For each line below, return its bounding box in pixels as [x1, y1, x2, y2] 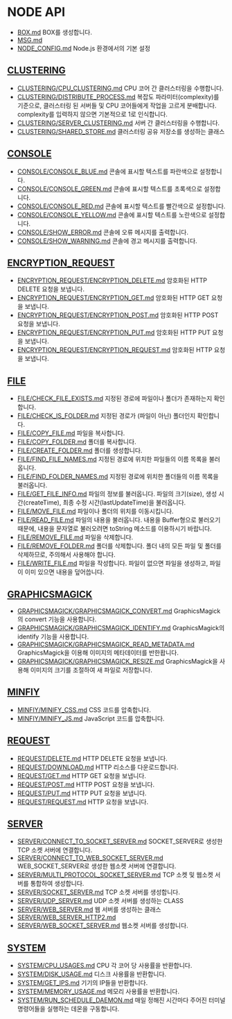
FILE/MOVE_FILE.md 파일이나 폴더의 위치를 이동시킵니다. [17, 507, 175, 516]
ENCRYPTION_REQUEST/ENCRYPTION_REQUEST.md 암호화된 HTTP [17, 346, 213, 354]
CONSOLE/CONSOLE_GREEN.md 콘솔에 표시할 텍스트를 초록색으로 [17, 185, 203, 193]
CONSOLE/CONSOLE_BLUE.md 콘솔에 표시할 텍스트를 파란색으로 [17, 167, 199, 176]
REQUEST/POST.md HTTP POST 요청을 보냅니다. [17, 780, 155, 789]
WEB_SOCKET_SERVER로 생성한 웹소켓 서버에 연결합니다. [17, 862, 177, 870]
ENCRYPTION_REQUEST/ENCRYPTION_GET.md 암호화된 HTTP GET [17, 294, 210, 302]
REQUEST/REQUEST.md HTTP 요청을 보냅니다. [17, 798, 149, 806]
